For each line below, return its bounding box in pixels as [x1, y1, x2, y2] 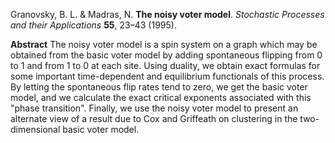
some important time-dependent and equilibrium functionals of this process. [10, 70, 325, 82]
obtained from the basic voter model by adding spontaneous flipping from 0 [10, 49, 323, 61]
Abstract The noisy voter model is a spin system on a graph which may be [10, 39, 318, 50]
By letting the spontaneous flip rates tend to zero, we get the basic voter [10, 81, 308, 93]
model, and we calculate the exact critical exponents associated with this [10, 92, 312, 103]
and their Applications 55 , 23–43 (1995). [10, 19, 177, 31]
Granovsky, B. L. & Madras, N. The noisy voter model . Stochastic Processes [10, 9, 325, 20]
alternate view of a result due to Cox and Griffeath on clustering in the [10, 113, 298, 124]
